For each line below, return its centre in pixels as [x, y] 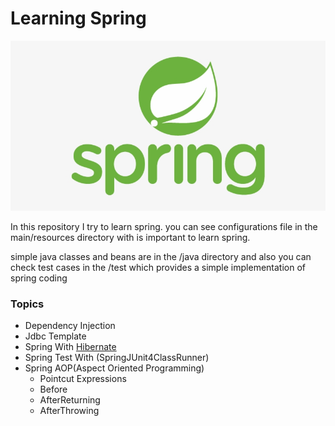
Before [53, 389]
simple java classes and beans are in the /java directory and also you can [161, 256]
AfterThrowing [69, 410]
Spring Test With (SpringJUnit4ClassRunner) [117, 357]
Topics [27, 304]
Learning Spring [78, 18]
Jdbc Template [55, 336]
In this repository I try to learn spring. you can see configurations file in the [164, 226]
